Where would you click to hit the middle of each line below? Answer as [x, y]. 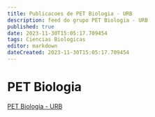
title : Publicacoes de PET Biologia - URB [70, 14]
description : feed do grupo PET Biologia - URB [78, 20]
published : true [31, 26]
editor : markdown [32, 46]
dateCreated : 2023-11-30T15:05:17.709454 [68, 53]
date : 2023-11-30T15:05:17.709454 [58, 33]
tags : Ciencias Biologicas [46, 40]
